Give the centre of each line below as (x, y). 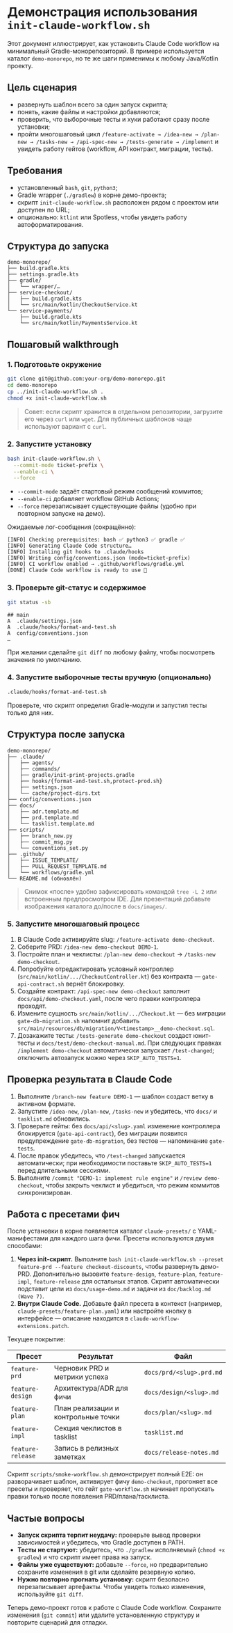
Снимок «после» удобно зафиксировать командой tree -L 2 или (120, 891)
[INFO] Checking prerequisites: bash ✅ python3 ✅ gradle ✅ (96, 540)
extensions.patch (42, 1327)
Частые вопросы (46, 1518)
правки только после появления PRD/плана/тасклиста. (88, 1497)
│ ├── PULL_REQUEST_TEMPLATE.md (57, 866)
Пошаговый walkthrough (63, 344)
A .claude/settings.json (44, 621)
